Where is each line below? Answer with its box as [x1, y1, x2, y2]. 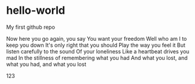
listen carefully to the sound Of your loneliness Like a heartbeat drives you [6, 47, 190, 55]
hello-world [6, 4, 66, 17]
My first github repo [6, 23, 56, 31]
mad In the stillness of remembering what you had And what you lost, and [6, 54, 188, 61]
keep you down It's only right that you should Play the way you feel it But [6, 41, 185, 49]
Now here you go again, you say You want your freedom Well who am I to [6, 35, 187, 42]
